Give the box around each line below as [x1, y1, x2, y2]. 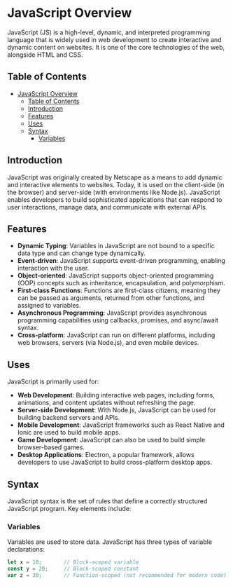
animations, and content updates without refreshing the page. [17, 398, 196, 407]
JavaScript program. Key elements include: [7, 505, 132, 512]
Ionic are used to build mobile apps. [17, 428, 121, 437]
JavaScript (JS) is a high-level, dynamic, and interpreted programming [7, 28, 211, 36]
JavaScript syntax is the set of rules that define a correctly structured [7, 497, 208, 505]
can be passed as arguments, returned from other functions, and [17, 294, 205, 302]
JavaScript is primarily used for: [7, 377, 99, 386]
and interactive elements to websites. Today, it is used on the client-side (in [7, 180, 225, 189]
